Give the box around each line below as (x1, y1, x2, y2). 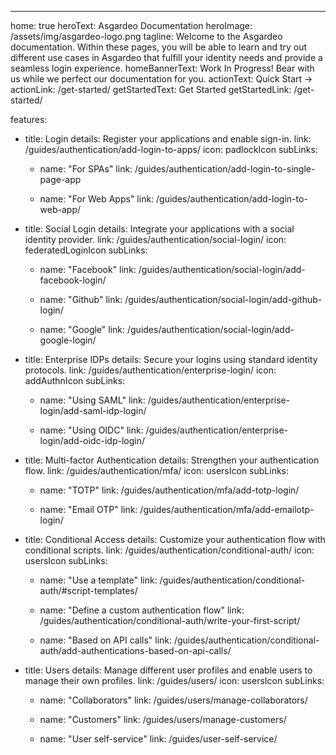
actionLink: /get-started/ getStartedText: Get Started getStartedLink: (10, 84, 292, 95)
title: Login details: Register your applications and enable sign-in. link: (24, 133, 312, 145)
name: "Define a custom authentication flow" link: (39, 604, 245, 616)
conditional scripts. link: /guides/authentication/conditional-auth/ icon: (24, 544, 315, 556)
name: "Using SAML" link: (39, 394, 146, 406)
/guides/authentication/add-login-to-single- (134, 163, 316, 175)
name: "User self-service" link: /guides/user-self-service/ (39, 733, 278, 745)
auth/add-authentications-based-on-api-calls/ (39, 645, 232, 656)
